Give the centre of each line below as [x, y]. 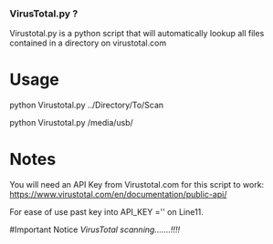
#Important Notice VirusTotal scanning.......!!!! [95, 229]
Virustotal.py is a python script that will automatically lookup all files [137, 34]
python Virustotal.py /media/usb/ [72, 123]
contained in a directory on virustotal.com [88, 43]
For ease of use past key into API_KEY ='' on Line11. [106, 212]
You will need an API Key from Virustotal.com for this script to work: [137, 185]
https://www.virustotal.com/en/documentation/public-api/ [118, 195]
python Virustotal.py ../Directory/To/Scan [87, 105]
